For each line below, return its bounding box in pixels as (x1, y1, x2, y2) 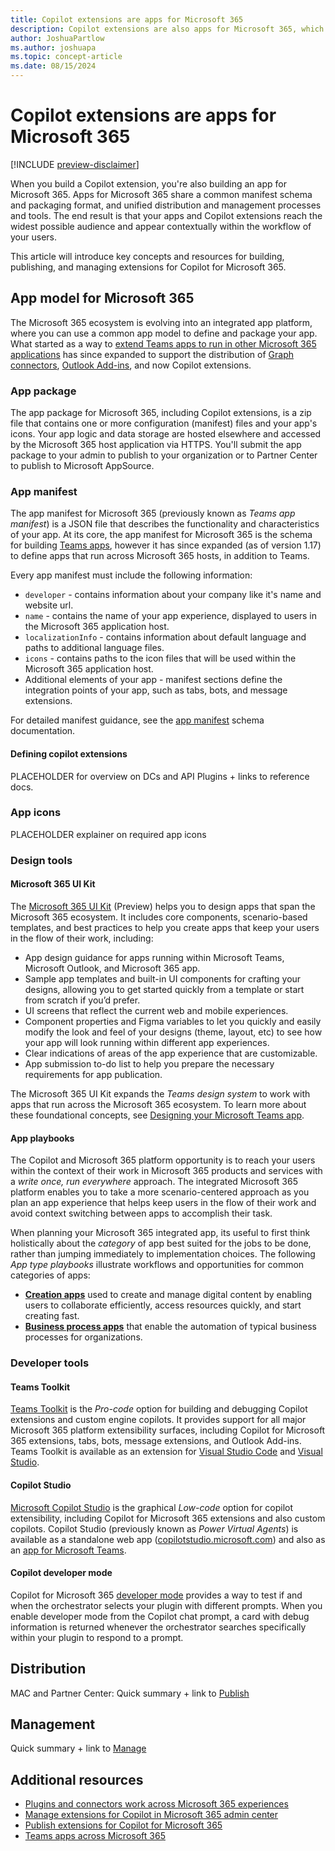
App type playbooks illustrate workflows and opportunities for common (10, 1259, 305, 1271)
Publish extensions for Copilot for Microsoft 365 (24, 1819, 223, 1831)
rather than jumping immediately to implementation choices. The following (10, 1248, 316, 1260)
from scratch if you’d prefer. (24, 994, 141, 1006)
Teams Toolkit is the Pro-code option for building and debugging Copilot (10, 1403, 308, 1415)
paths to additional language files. (24, 642, 165, 654)
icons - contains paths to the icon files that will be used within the (24, 652, 297, 665)
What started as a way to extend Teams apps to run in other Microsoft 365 (10, 337, 317, 350)
